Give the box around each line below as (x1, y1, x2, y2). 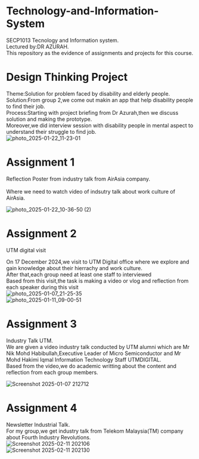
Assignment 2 (6, 227, 77, 240)
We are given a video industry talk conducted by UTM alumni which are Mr (6, 343, 189, 350)
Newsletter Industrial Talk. (6, 421, 70, 428)
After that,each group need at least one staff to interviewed (6, 271, 152, 278)
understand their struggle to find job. (6, 128, 97, 135)
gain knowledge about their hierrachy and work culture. (6, 264, 143, 271)
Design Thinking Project (6, 71, 128, 84)
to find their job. (6, 103, 46, 110)
